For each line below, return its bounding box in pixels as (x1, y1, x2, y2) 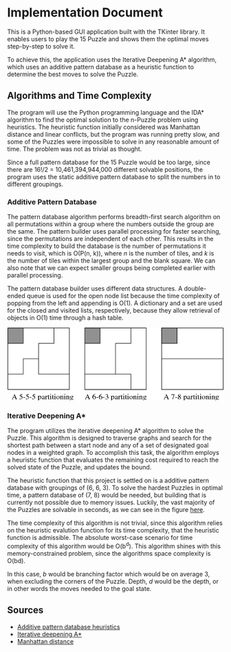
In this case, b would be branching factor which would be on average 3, (7, 570, 210, 578)
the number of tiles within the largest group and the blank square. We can (7, 256, 216, 265)
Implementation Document (7, 5, 163, 21)
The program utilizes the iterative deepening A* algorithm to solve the (7, 427, 204, 435)
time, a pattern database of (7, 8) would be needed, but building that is (7, 491, 207, 499)
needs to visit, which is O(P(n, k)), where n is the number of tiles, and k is (7, 249, 214, 258)
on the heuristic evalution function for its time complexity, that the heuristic (7, 526, 219, 535)
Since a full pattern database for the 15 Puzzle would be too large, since (7, 158, 211, 166)
